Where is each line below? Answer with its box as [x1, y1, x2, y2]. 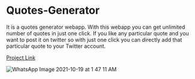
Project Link [6, 54, 36, 61]
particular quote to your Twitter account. [6, 42, 106, 50]
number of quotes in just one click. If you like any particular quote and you [6, 29, 190, 37]
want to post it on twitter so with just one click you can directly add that [6, 36, 182, 43]
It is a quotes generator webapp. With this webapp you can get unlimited [6, 23, 185, 31]
